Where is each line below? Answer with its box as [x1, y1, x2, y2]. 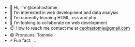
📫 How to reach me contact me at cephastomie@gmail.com [9, 25, 130, 31]
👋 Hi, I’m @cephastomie [9, 5, 58, 10]
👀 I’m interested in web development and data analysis [9, 10, 119, 15]
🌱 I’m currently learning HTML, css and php [9, 15, 97, 20]
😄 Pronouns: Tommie [9, 32, 53, 38]
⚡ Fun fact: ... [9, 37, 36, 43]
